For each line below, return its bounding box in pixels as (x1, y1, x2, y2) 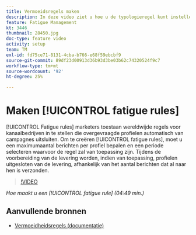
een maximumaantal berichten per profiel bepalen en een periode (6, 142, 164, 149)
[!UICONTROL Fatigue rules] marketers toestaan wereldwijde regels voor (6, 123, 181, 130)
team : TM (6, 47, 27, 53)
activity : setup (6, 42, 45, 47)
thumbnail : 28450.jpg (6, 30, 59, 36)
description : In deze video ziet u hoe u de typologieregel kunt (6, 14, 168, 20)
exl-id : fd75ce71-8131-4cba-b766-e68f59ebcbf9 (6, 52, 121, 58)
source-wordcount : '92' (6, 68, 64, 74)
